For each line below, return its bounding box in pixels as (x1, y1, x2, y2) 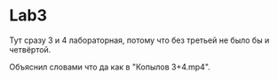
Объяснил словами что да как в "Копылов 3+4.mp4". (9, 61, 210, 72)
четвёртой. (9, 44, 52, 54)
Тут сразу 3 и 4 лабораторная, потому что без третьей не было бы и (9, 35, 270, 45)
